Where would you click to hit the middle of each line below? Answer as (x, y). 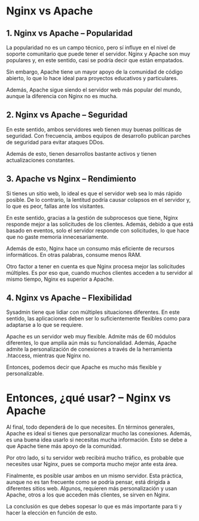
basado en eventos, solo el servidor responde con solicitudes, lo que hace (98, 230)
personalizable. (25, 374)
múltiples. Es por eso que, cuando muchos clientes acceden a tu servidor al (99, 272)
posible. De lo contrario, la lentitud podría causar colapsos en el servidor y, (99, 199)
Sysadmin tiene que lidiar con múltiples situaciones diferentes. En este (93, 312)
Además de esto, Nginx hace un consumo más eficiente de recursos (91, 248)
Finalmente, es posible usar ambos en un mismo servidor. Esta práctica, (95, 476)
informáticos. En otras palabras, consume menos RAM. (74, 255)
